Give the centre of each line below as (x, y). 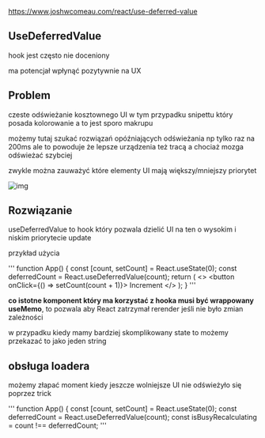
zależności (26, 317)
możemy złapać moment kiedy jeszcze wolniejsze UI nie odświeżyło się (125, 385)
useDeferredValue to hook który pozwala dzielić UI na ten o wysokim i (122, 229)
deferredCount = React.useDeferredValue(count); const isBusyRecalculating (132, 417)
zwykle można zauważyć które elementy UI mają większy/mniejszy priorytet (132, 170)
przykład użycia (34, 253)
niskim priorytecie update (50, 238)
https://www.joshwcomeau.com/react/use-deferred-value (103, 11)
